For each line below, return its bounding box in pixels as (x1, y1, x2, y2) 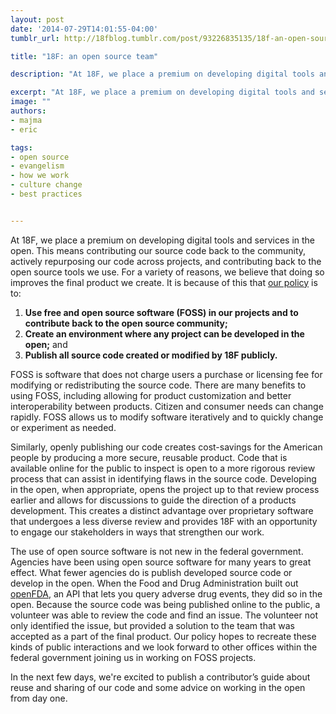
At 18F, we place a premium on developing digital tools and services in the (10, 234, 316, 246)
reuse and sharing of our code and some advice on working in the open (10, 681, 306, 693)
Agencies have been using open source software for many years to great (10, 556, 312, 568)
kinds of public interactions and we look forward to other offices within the (10, 641, 318, 653)
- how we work (10, 171, 70, 181)
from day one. (10, 692, 68, 704)
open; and (24, 338, 68, 350)
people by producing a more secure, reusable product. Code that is (10, 451, 288, 463)
